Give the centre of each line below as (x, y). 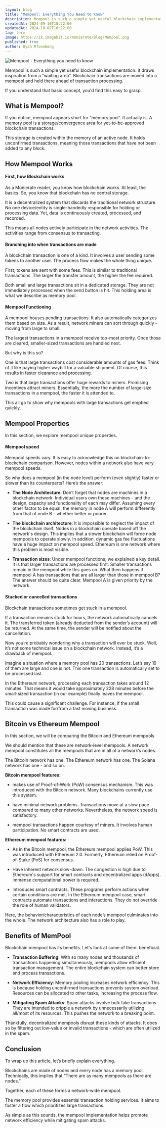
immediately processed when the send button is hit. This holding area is (78, 291)
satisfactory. (25, 815)
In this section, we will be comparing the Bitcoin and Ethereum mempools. (80, 736)
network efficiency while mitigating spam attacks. (56, 1120)
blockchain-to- (136, 458)
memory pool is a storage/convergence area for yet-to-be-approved (75, 123)
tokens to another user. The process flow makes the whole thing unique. (79, 261)
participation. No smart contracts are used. (56, 830)
